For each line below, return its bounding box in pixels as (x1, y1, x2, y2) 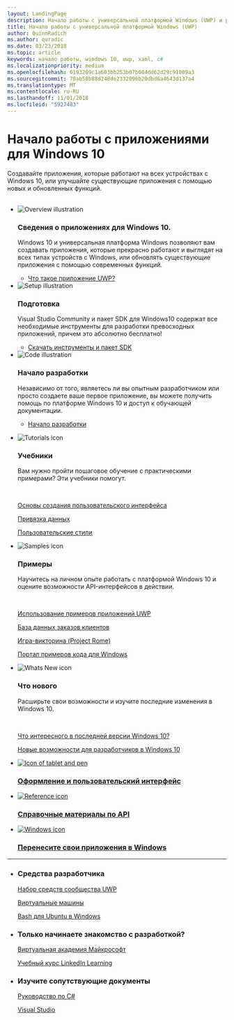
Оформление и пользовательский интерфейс (17, 776, 181, 786)
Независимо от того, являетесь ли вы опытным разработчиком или (17, 384, 219, 392)
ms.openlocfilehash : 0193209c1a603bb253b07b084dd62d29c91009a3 (7, 68, 195, 75)
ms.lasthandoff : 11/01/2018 (7, 95, 89, 102)
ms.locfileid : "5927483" (7, 101, 79, 108)
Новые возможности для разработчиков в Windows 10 (17, 745, 180, 753)
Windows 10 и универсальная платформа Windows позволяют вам (17, 238, 216, 247)
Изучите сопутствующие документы (17, 976, 151, 986)
